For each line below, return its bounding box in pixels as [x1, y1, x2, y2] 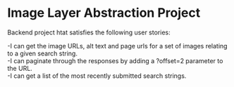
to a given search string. [7, 49, 78, 58]
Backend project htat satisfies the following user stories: [7, 28, 171, 36]
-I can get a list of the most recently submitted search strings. [7, 72, 187, 80]
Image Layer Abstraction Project [7, 5, 201, 21]
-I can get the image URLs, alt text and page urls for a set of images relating [7, 41, 228, 50]
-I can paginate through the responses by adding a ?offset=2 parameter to [7, 56, 223, 65]
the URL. [7, 64, 33, 72]
